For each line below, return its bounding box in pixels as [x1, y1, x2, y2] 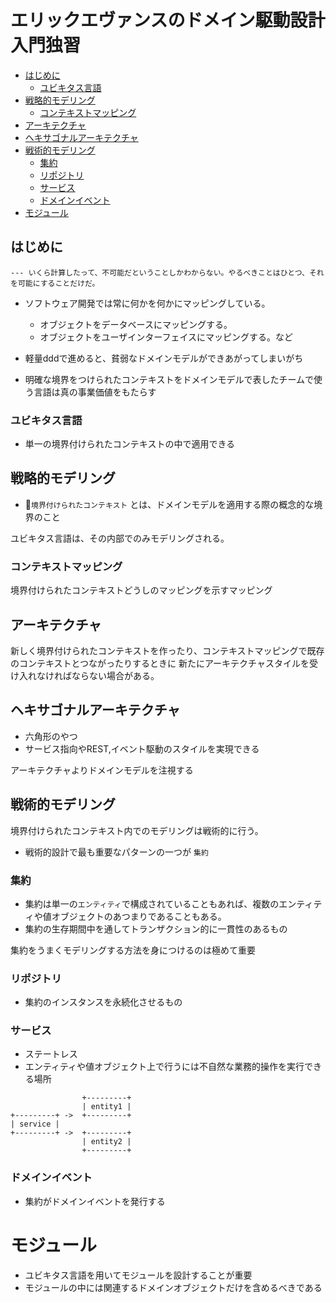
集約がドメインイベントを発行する [24, 1195, 166, 1207]
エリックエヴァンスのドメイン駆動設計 [10, 9, 326, 32]
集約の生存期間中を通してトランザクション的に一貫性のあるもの [24, 922, 288, 935]
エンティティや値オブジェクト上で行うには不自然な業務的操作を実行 [24, 1061, 305, 1073]
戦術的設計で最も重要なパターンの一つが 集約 [24, 846, 209, 858]
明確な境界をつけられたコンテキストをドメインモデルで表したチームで [24, 373, 314, 385]
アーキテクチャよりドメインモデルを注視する [10, 764, 194, 776]
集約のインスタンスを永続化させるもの [24, 996, 183, 1008]
